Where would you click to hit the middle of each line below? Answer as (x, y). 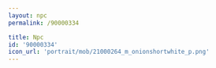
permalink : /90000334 (44, 23)
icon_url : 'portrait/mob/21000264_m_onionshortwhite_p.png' (109, 52)
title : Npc (26, 37)
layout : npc (28, 15)
